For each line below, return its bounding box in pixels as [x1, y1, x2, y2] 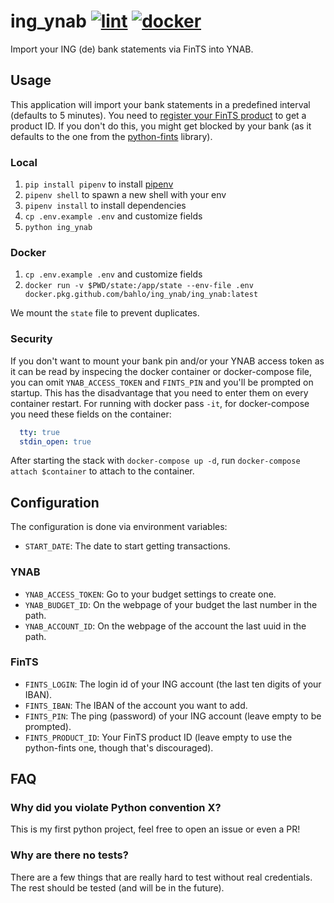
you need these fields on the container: [10, 408, 172, 420]
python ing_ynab [24, 223, 93, 233]
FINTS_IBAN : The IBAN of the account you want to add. [24, 699, 248, 711]
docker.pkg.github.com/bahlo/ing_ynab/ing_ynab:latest [24, 290, 259, 300]
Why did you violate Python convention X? [10, 801, 222, 815]
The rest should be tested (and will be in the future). [10, 881, 225, 894]
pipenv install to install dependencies [24, 200, 187, 212]
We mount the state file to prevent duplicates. [10, 307, 200, 319]
